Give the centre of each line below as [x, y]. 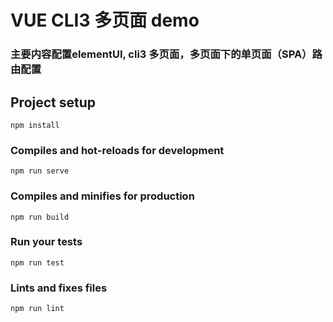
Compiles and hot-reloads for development [117, 150]
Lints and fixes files [59, 288]
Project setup [53, 102]
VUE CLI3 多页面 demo [105, 20]
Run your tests [46, 242]
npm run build [40, 217]
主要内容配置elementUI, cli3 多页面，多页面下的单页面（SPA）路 [166, 54]
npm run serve [40, 171]
